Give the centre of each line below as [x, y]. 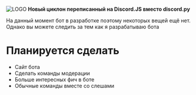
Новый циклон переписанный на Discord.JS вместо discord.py [109, 9]
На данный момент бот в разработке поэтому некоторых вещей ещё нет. [99, 20]
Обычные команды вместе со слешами [64, 86]
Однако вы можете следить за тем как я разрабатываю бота [83, 27]
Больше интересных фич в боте [54, 79]
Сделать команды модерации [52, 73]
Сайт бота [27, 67]
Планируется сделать [63, 51]
